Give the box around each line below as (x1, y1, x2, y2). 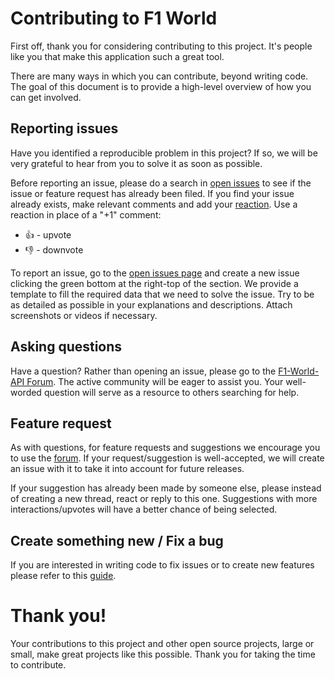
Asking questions (10, 338, 123, 356)
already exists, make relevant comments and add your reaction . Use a (10, 198, 298, 210)
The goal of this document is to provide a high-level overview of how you (10, 80, 312, 92)
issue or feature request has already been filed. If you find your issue (10, 187, 295, 199)
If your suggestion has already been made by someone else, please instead (10, 482, 322, 494)
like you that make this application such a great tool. (10, 50, 225, 62)
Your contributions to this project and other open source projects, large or (10, 638, 315, 650)
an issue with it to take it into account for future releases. (10, 463, 245, 475)
